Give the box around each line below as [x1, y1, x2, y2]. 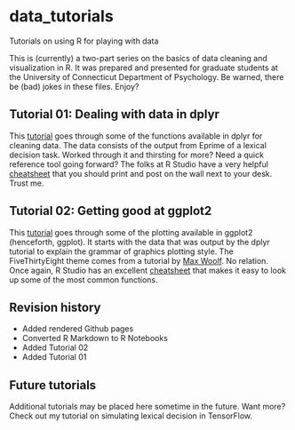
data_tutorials [9, 6, 114, 27]
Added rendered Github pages [21, 323, 134, 334]
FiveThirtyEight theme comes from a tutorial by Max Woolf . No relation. [9, 255, 269, 266]
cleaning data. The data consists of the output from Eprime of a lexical [9, 139, 267, 150]
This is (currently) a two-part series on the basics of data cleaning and [9, 52, 268, 63]
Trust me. [9, 178, 44, 188]
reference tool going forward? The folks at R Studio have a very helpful [9, 158, 269, 170]
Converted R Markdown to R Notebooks [21, 333, 169, 344]
